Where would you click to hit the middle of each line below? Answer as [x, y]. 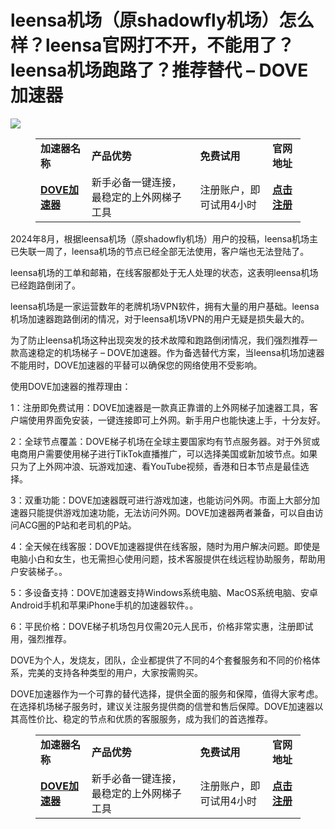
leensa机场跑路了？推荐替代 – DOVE [159, 70]
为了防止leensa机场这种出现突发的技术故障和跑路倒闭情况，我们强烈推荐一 [164, 340]
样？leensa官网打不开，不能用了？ [152, 45]
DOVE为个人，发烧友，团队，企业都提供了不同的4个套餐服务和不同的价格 [161, 660]
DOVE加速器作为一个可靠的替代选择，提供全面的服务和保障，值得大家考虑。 [167, 693]
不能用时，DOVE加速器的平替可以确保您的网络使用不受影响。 [136, 365]
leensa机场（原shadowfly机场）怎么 [162, 20]
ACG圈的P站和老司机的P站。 [77, 525]
